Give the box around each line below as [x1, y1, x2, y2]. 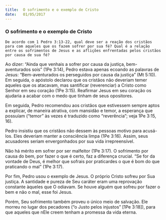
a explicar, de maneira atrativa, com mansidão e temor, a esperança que [5, 108, 153, 113]
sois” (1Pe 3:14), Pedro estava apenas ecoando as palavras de [31, 66, 159, 72]
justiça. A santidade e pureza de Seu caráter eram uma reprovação [5, 178, 143, 184]
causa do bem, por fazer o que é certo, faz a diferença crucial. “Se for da [5, 153, 155, 159]
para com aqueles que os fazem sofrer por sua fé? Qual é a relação [5, 44, 150, 49]
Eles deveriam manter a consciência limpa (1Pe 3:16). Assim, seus [13, 133, 148, 139]
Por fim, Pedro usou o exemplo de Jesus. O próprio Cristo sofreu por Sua [5, 173, 155, 179]
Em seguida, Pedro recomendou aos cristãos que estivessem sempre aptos [5, 102, 160, 108]
